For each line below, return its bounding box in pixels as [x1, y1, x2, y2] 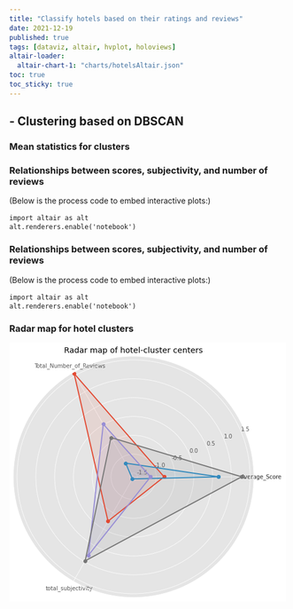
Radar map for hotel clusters [9, 322, 135, 335]
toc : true [9, 71, 46, 80]
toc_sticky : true [9, 80, 73, 89]
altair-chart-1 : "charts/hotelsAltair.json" [17, 61, 184, 70]
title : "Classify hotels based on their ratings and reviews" [9, 14, 243, 23]
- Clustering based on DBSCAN [9, 114, 184, 129]
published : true [9, 33, 69, 42]
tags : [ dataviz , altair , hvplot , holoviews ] [9, 43, 176, 51]
